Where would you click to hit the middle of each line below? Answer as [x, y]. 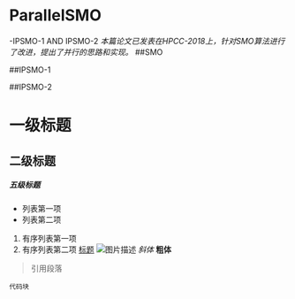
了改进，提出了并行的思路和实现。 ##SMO [86, 52]
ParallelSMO [55, 15]
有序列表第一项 [49, 239]
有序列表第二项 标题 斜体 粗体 [97, 249]
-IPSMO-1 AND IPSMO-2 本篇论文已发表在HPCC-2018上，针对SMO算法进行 [147, 41]
